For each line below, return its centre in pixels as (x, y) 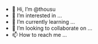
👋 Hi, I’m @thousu (34, 9)
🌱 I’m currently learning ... (43, 22)
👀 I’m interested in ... (37, 15)
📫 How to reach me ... (39, 35)
